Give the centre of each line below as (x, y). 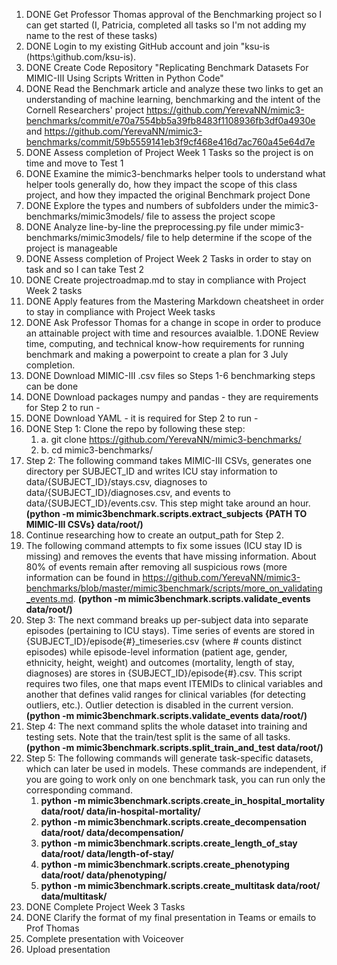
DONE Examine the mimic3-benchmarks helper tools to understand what (175, 173)
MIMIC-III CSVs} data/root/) (84, 524)
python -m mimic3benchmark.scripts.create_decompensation (173, 822)
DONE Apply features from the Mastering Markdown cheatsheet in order (174, 301)
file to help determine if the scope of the (229, 237)
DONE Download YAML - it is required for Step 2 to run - (142, 418)
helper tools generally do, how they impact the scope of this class (161, 184)
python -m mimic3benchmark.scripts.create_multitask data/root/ (180, 885)
